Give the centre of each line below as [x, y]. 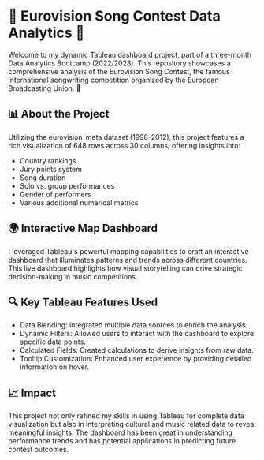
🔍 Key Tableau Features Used [83, 302]
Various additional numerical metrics [79, 202]
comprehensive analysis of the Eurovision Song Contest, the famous [119, 71]
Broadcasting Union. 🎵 [45, 88]
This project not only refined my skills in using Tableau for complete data [126, 416]
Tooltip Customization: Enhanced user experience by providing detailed [136, 359]
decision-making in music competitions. [73, 276]
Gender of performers [56, 194]
